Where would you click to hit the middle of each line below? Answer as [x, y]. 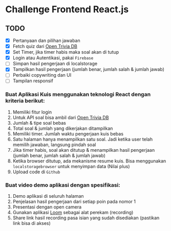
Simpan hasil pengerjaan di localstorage [55, 64]
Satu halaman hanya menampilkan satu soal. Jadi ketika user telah [82, 139]
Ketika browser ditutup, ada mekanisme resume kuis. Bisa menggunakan [89, 161]
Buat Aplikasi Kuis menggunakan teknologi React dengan [78, 95]
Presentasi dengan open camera [47, 207]
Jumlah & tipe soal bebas [39, 123]
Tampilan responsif [33, 81]
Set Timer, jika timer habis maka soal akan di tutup [66, 52]
